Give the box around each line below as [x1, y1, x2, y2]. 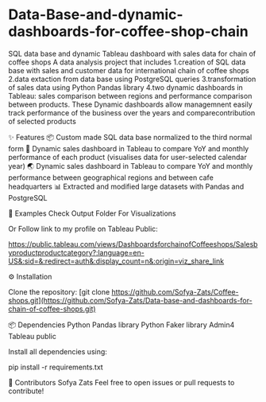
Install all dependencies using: [8, 346, 107, 356]
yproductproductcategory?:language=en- [8, 248, 145, 257]
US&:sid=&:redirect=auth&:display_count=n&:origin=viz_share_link [8, 256, 225, 266]
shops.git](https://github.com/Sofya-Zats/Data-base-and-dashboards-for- [8, 295, 253, 305]
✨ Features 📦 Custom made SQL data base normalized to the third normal [8, 132, 253, 142]
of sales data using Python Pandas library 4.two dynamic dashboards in [8, 82, 244, 92]
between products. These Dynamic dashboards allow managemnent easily [8, 100, 253, 109]
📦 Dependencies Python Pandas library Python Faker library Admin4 [8, 320, 235, 330]
